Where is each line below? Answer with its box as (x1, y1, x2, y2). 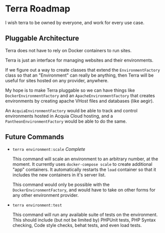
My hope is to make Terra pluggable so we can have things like (5, 87, 135, 93)
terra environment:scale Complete (12, 146, 85, 152)
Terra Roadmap (5, 3, 70, 15)
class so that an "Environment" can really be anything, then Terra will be (5, 72, 154, 78)
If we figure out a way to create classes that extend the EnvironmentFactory (5, 67, 160, 73)
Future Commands (5, 133, 64, 141)
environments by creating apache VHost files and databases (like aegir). (5, 98, 154, 104)
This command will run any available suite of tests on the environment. (12, 211, 158, 217)
